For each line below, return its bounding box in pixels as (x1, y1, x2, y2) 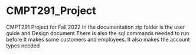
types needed (6, 42, 40, 49)
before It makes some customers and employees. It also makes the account (6, 36, 190, 43)
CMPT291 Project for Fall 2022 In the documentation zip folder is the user (6, 23, 185, 30)
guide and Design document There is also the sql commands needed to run (6, 29, 190, 36)
